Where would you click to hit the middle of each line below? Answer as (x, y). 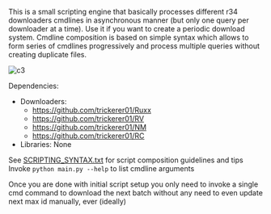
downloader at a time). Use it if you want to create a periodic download (127, 29)
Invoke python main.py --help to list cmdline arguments (102, 168)
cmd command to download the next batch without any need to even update (135, 193)
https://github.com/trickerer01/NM (89, 127)
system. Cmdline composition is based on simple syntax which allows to (129, 37)
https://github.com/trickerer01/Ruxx (92, 110)
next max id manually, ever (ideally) (68, 201)
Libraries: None (46, 144)
